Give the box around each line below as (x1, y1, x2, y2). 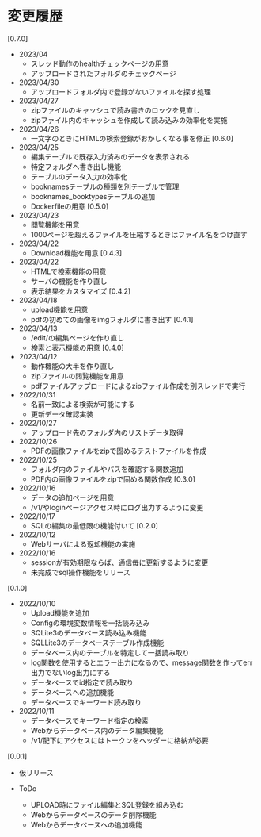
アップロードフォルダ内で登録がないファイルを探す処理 (30, 86, 211, 96)
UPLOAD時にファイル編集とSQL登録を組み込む (30, 800, 184, 809)
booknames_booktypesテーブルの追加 (30, 191, 156, 201)
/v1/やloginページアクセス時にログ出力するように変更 (30, 502, 204, 512)
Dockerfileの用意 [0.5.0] (30, 202, 109, 211)
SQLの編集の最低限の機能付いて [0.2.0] (30, 520, 159, 530)
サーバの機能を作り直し (30, 276, 108, 286)
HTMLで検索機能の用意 (30, 267, 107, 276)
